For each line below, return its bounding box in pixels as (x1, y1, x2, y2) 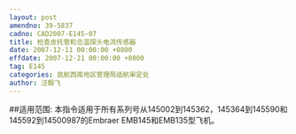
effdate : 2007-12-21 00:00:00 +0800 (9, 54, 144, 63)
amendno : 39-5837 (9, 21, 74, 30)
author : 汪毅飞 (9, 78, 61, 87)
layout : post (9, 12, 58, 22)
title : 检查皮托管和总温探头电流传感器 (9, 37, 136, 47)
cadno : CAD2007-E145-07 (9, 29, 97, 38)
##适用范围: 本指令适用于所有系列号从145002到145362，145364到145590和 (9, 103, 288, 115)
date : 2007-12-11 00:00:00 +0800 (9, 46, 133, 55)
